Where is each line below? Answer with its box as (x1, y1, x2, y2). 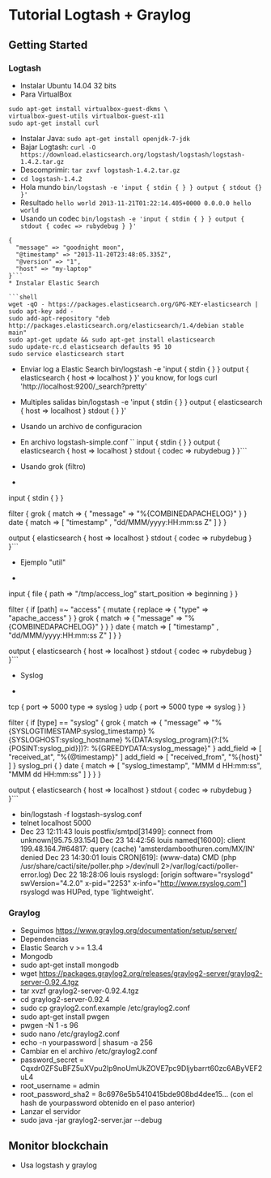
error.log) (19, 870, 52, 879)
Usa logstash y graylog (19, 1160, 97, 1170)
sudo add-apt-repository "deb (8, 314, 111, 322)
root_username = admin (19, 1081, 100, 1090)
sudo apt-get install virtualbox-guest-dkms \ (8, 105, 168, 113)
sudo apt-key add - (8, 307, 74, 316)
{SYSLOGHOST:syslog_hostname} (8, 734, 123, 744)
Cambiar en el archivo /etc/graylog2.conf (19, 1047, 158, 1056)
